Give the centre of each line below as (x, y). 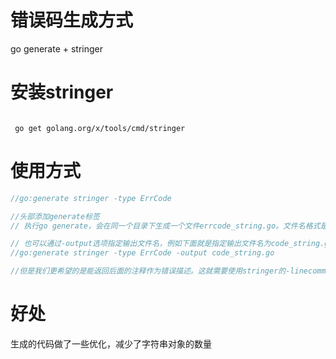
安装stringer (62, 92)
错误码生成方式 (72, 20)
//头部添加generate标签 (55, 216)
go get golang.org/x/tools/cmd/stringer (100, 128)
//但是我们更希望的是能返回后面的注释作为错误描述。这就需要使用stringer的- (150, 271)
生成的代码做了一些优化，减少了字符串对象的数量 (111, 344)
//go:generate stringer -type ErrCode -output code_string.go (142, 253)
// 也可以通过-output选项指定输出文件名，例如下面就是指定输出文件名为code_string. (167, 244)
